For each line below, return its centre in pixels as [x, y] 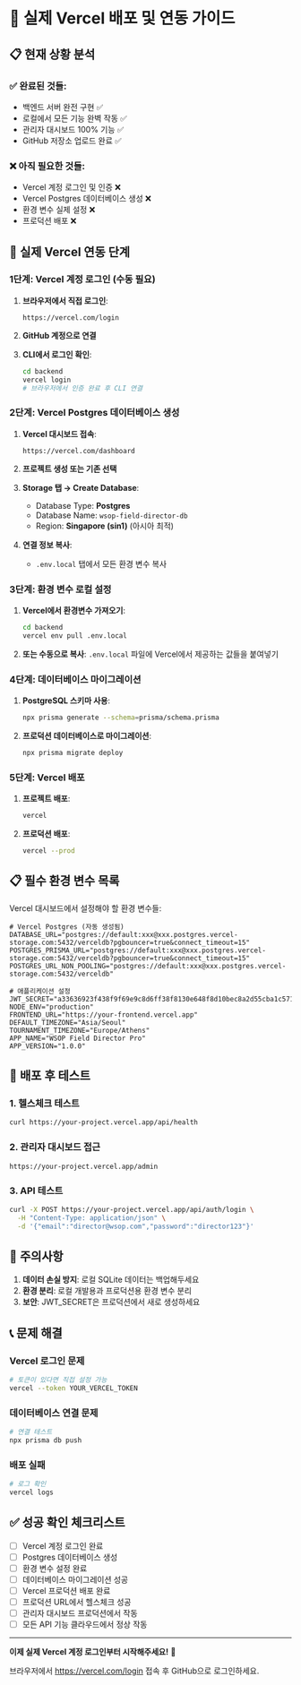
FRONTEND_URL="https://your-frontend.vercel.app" [104, 1014]
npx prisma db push [46, 1440]
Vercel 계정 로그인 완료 [63, 1545]
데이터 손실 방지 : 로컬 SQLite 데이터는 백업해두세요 [111, 1280]
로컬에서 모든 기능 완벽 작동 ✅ [74, 118]
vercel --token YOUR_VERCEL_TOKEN [74, 1388]
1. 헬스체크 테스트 [45, 1104]
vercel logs [31, 1492]
